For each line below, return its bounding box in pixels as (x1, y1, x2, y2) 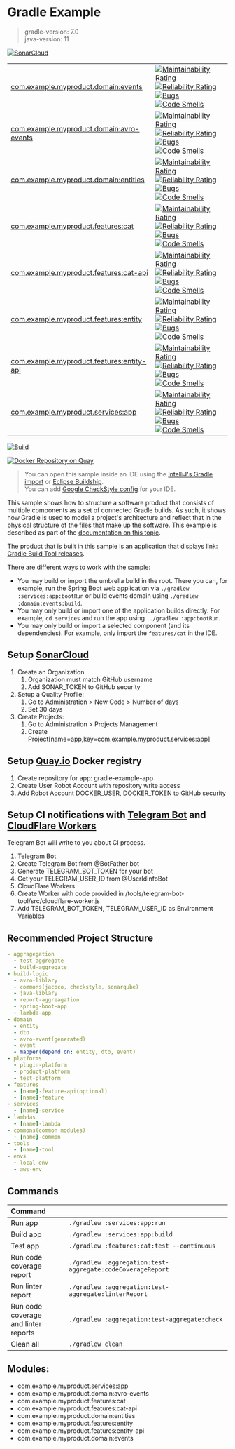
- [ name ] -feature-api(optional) (13, 1088, 108, 1095)
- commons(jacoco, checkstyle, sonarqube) (13, 983, 139, 990)
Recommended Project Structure (7, 932, 154, 944)
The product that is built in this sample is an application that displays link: (7, 542, 218, 550)
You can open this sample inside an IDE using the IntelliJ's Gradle (24, 469, 213, 478)
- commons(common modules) (7, 1127, 86, 1134)
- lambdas (7, 1114, 36, 1121)
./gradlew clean (69, 1340, 123, 1348)
